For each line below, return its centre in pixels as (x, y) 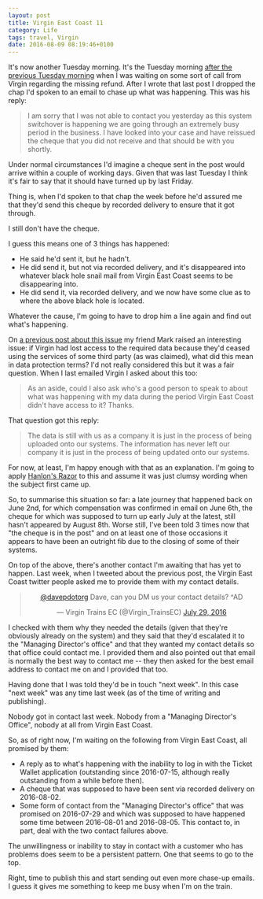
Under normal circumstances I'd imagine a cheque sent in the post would (126, 165)
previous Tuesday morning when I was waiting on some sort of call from (125, 76)
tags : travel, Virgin (44, 37)
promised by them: (38, 749)
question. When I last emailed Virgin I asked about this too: (103, 373)
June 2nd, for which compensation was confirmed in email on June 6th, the (130, 508)
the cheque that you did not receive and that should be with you (131, 141)
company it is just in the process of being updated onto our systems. (138, 453)
